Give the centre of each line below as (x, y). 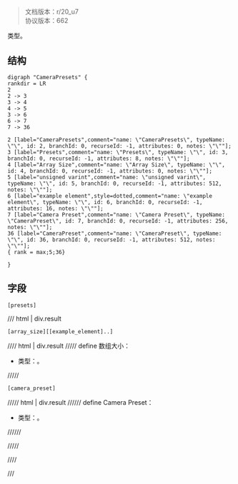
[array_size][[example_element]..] (60, 331)
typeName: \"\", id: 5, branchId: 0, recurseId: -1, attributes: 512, (115, 183)
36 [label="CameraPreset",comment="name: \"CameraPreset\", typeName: (115, 233)
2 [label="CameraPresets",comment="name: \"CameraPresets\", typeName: (116, 140)
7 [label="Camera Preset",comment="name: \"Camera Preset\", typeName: (116, 215)
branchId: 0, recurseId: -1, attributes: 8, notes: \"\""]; (99, 158)
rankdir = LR (27, 84)
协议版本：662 (46, 21)
